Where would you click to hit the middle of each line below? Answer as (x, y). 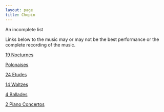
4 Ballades (16, 94)
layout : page (19, 10)
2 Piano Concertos (25, 104)
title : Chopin (20, 15)
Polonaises (17, 64)
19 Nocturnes (19, 55)
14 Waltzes (17, 84)
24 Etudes (16, 74)
